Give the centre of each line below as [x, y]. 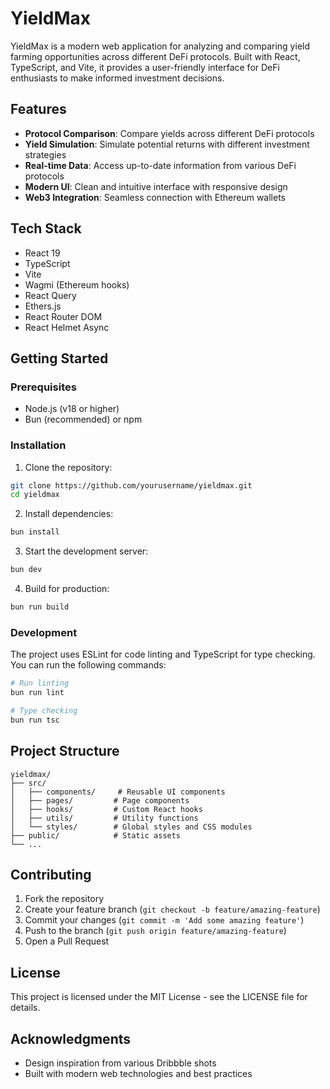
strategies [45, 154]
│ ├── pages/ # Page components [100, 800]
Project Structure [65, 751]
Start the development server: [86, 551]
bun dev [26, 570]
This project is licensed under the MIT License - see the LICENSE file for [159, 997]
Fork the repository [64, 899]
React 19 [42, 253]
